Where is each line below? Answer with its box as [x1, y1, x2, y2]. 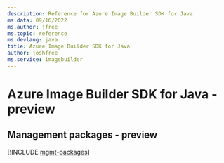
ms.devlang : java [7, 37, 58, 44]
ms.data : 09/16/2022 [7, 17, 68, 24]
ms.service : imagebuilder [7, 56, 83, 63]
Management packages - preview [7, 129, 158, 141]
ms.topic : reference [7, 30, 68, 37]
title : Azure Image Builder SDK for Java [7, 43, 131, 50]
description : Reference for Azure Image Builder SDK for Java [7, 10, 193, 18]
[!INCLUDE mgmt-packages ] [7, 148, 90, 156]
